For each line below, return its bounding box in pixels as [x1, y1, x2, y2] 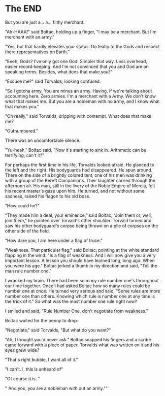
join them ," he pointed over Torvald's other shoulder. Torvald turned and [5, 217, 152, 223]
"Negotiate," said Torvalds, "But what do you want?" [5, 327, 111, 333]
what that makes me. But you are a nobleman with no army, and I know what [5, 98, 160, 104]
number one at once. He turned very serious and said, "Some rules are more [5, 288, 161, 294]
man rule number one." [5, 268, 52, 274]
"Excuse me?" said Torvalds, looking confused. [5, 78, 101, 84]
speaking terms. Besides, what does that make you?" [5, 68, 113, 74]
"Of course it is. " [5, 375, 40, 382]
